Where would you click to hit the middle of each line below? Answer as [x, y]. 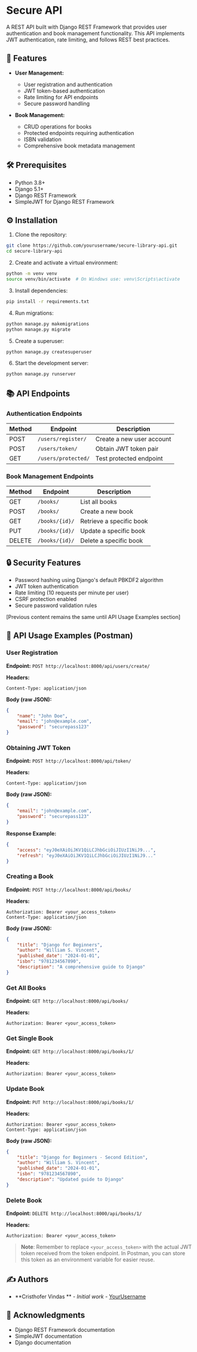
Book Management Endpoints [50, 476]
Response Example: [31, 833]
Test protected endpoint [129, 458]
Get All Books [26, 988]
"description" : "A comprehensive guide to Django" [81, 967]
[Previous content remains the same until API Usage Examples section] [93, 617]
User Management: [39, 73]
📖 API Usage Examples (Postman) [70, 636]
